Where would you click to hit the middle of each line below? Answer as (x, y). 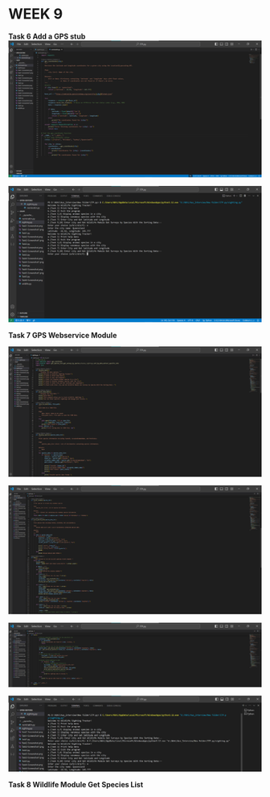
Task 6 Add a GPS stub (47, 36)
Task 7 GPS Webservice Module (63, 336)
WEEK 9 (36, 14)
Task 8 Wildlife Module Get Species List (76, 784)
